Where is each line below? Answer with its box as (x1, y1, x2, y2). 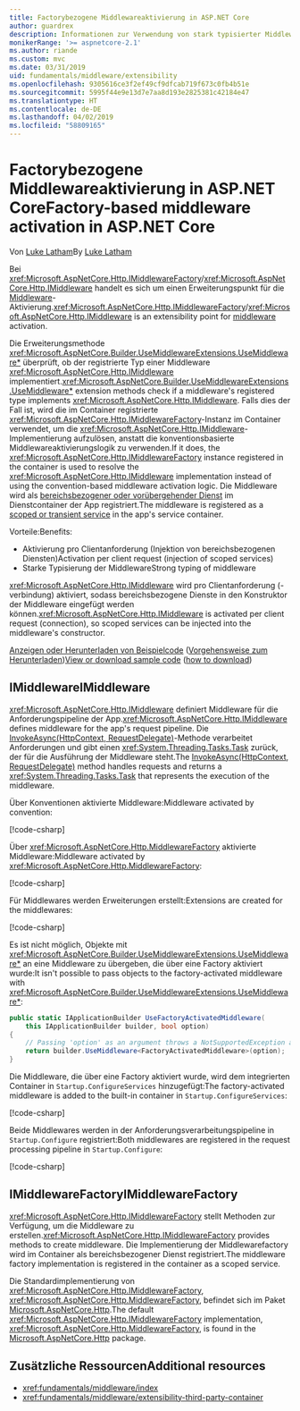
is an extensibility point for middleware (133, 310, 277, 322)
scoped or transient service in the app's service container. (9, 509, 224, 520)
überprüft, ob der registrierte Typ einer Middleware (22, 357, 211, 368)
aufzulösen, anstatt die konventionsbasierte (73, 433, 235, 444)
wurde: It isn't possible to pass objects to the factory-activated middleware (9, 967, 283, 978)
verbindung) (9, 589, 55, 600)
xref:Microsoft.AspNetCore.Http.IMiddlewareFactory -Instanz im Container (9, 413, 281, 425)
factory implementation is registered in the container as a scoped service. (9, 1258, 281, 1269)
